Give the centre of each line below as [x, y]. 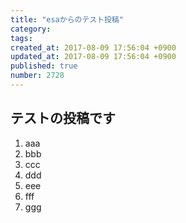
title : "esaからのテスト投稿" [67, 19]
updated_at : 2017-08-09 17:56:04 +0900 [93, 57]
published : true [44, 66]
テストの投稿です [63, 118]
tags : [21, 38]
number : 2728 [37, 76]
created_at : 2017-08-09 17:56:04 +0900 [93, 47]
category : [31, 29]
